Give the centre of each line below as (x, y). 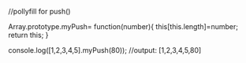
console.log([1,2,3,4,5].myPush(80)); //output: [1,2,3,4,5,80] (105, 50)
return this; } (28, 35)
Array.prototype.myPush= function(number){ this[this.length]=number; (123, 26)
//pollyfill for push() (39, 11)
